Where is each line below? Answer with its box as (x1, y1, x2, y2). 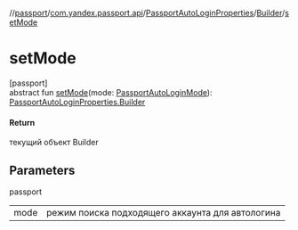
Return (9, 117, 36, 127)
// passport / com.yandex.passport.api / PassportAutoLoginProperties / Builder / (9, 8, 286, 18)
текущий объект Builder (9, 137, 100, 148)
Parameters (9, 162, 76, 177)
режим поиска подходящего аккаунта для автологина (45, 206, 281, 218)
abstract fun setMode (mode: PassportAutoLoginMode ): (9, 86, 213, 97)
